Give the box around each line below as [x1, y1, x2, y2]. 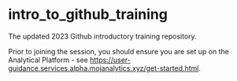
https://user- [89, 55, 131, 64]
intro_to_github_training [8, 6, 168, 24]
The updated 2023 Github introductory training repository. [8, 31, 197, 41]
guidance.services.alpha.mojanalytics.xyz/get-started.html [8, 63, 199, 72]
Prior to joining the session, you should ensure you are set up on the [8, 46, 230, 56]
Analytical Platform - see [8, 55, 88, 64]
